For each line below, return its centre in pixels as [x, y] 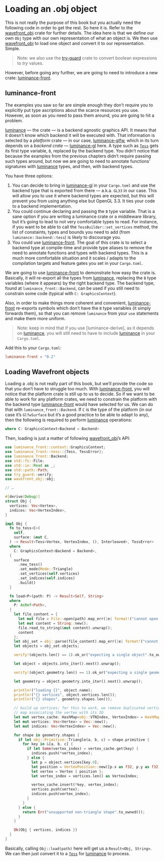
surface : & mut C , [31, 538]
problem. [14, 120]
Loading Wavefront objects [47, 372]
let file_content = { [36, 614]
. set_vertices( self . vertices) [49, 574]
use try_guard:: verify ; [29, 474]
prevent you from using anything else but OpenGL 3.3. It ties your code [83, 201]
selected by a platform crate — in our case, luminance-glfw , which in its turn [82, 140]
